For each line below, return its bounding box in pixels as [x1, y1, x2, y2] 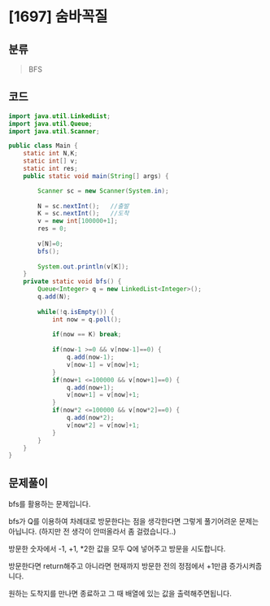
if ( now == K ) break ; [51, 330, 122, 338]
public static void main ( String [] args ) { [23, 172, 169, 180]
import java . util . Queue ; [8, 120, 93, 128]
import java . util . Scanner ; [8, 127, 100, 135]
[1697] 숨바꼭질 [8, 7, 108, 26]
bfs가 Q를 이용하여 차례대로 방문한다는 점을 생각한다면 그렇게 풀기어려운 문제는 [8, 517, 259, 526]
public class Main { [8, 142, 79, 150]
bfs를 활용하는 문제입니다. [8, 499, 91, 509]
